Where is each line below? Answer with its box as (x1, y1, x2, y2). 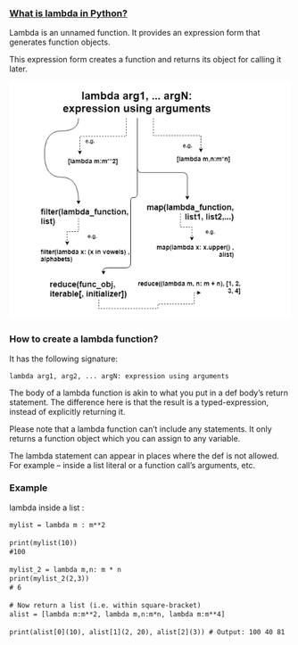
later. (9, 63, 29, 74)
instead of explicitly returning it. (9, 406, 126, 417)
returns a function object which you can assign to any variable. (9, 433, 241, 443)
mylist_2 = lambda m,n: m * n (9, 565, 122, 574)
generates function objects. (9, 37, 111, 47)
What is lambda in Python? (9, 7, 128, 20)
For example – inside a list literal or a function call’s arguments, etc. (9, 459, 256, 470)
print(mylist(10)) (9, 538, 78, 547)
